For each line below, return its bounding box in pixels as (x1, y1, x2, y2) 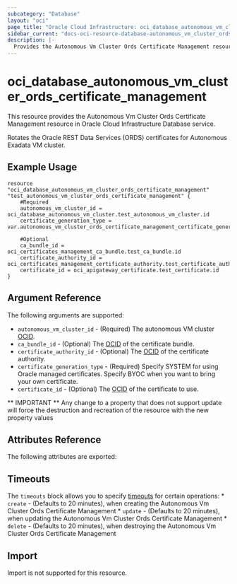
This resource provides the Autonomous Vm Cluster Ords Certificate (7, 112, 206, 120)
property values (7, 413, 54, 421)
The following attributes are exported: (7, 452, 117, 461)
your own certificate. (17, 377, 78, 385)
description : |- (7, 37, 55, 44)
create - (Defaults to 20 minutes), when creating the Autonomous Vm (7, 499, 209, 508)
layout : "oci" (7, 17, 49, 24)
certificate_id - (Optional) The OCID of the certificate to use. (17, 385, 199, 393)
